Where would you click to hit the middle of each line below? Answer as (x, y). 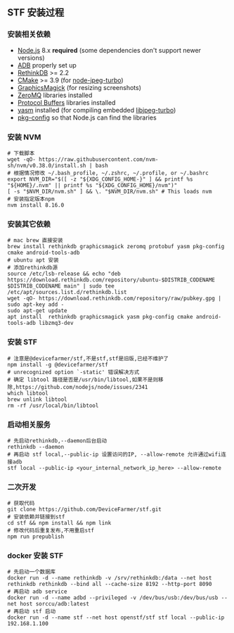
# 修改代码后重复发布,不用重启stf (51, 531)
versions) (31, 58)
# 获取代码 (21, 504)
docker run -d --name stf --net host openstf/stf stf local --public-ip (116, 618)
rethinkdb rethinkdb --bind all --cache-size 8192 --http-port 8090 (110, 584)
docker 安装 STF (35, 556)
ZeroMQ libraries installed (55, 95)
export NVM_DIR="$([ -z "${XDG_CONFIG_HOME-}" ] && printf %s (100, 179)
